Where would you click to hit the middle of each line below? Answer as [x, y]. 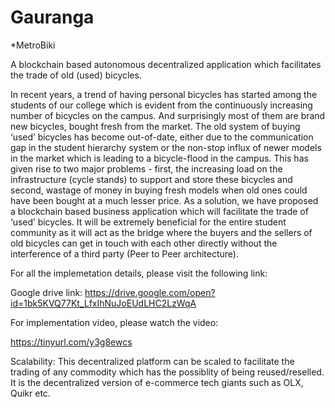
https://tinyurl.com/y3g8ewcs [71, 342]
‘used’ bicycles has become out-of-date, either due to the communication [162, 137]
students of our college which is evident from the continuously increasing [161, 105]
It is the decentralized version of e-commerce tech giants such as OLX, [157, 382]
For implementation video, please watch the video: [114, 322]
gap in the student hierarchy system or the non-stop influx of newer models [166, 147]
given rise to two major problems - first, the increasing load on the [146, 168]
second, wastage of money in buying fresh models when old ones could [159, 190]
